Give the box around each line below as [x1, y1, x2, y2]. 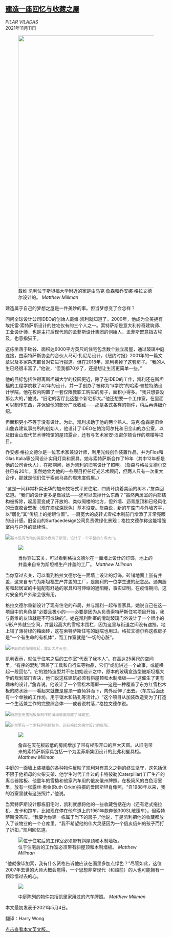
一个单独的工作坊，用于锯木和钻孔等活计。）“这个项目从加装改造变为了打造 [9, 694, 167, 700]
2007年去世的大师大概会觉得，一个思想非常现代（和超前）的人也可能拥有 [5, 866, 160, 873]
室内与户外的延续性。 [5, 524, 50, 530]
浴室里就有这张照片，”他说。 [9, 790, 68, 796]
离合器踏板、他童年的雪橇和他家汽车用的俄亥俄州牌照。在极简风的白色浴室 [5, 777, 162, 783]
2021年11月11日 [5, 25, 37, 31]
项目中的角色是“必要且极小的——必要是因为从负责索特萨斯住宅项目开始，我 [5, 608, 165, 615]
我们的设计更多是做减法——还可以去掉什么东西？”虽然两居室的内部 [20, 492, 162, 498]
